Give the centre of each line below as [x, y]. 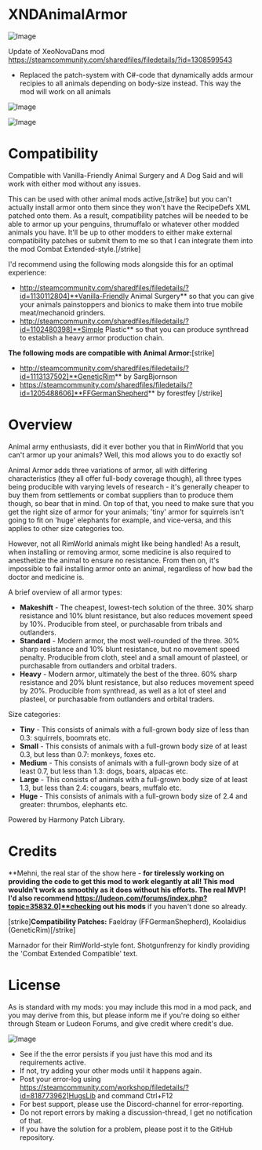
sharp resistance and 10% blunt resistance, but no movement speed [129, 649]
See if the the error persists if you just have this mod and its [116, 1054]
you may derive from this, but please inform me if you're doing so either [124, 1015]
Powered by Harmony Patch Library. [67, 819]
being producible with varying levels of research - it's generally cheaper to [129, 486]
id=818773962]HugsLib [58, 1095]
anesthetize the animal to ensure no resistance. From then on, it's [114, 560]
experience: [27, 272]
